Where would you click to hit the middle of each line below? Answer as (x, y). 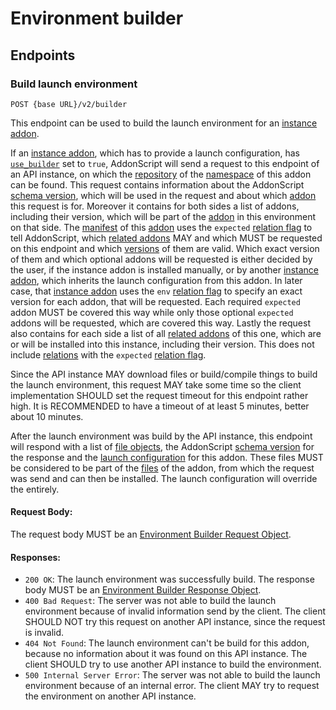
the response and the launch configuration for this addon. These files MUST (167, 457)
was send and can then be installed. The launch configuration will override (164, 478)
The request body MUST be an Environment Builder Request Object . (151, 534)
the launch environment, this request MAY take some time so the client (156, 384)
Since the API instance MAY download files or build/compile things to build (164, 374)
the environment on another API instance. (110, 696)
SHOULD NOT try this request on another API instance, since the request (175, 622)
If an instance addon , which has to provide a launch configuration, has (155, 153)
